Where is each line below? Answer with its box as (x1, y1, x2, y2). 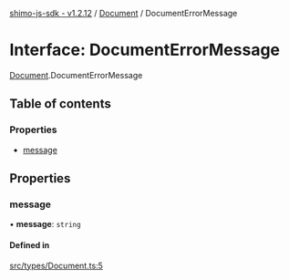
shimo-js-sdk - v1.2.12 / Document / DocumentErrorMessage (9, 8, 238, 18)
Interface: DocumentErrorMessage (9, 40, 281, 60)
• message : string (9, 219, 81, 230)
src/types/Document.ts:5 (9, 260, 103, 271)
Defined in (9, 239, 50, 250)
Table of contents (9, 96, 111, 112)
